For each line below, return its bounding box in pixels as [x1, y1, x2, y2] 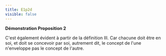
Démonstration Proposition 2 [5, 25, 66, 31]
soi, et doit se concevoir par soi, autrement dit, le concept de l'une [5, 40, 142, 46]
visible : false [5, 12, 37, 17]
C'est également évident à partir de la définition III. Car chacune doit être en [5, 35, 161, 41]
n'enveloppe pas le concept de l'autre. [5, 45, 84, 51]
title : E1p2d [5, 7, 32, 12]
